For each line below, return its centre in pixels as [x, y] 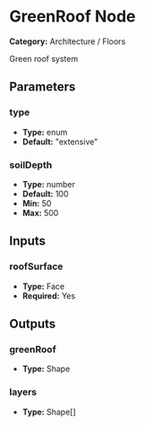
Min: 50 [37, 203]
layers [23, 392]
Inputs [28, 241]
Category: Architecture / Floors [68, 41]
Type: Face [43, 286]
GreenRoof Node [72, 17]
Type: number [49, 184]
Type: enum [45, 132]
